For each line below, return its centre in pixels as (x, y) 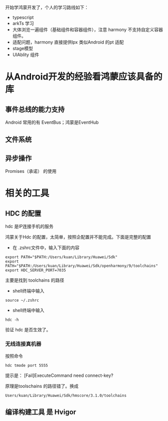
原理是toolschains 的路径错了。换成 (42, 386)
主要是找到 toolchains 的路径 (35, 280)
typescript (23, 17)
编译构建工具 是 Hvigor (41, 412)
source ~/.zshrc (22, 300)
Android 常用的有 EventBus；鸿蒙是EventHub (52, 122)
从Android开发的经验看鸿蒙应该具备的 (84, 77)
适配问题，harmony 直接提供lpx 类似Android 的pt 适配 (68, 42)
